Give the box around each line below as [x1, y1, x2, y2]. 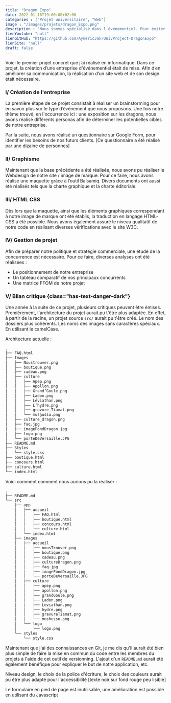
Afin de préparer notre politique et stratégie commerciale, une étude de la [5, 248, 160, 254]
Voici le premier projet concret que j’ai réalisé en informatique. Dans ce [5, 59, 155, 65]
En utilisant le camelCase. [5, 326, 60, 332]
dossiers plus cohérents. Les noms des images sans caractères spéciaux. [5, 320, 161, 327]
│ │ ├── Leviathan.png [14, 602, 72, 607]
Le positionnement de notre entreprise [12, 269, 94, 275]
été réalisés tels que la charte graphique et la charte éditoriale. [5, 183, 137, 190]
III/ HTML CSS [5, 196, 41, 203]
